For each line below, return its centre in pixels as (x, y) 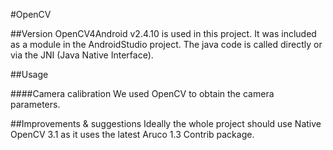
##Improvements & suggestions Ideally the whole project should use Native (166, 123)
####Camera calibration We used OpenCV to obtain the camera (142, 93)
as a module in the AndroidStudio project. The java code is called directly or (166, 44)
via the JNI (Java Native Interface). (82, 55)
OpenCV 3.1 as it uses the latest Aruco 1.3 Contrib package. (132, 134)
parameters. (35, 104)
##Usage (29, 74)
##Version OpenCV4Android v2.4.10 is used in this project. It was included (163, 33)
